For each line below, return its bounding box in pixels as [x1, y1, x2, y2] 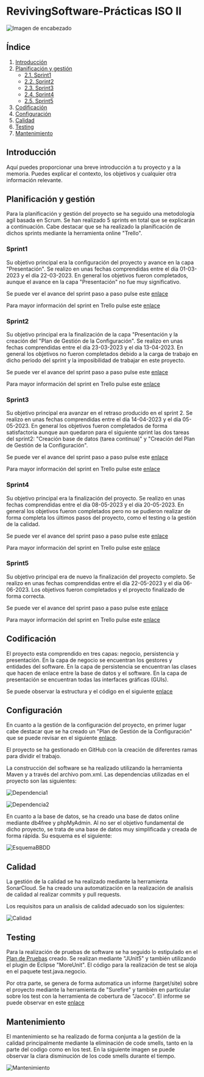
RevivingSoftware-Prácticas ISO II [6, 4, 182, 18]
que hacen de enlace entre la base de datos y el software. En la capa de [6, 669, 188, 677]
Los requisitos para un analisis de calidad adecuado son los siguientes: [6, 903, 185, 910]
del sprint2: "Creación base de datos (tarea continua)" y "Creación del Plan [6, 435, 195, 443]
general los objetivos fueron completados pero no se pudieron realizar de [6, 507, 191, 514]
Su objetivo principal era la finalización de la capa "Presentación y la [6, 330, 178, 338]
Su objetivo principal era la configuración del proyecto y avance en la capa [6, 258, 194, 266]
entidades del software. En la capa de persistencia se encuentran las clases [6, 663, 197, 670]
